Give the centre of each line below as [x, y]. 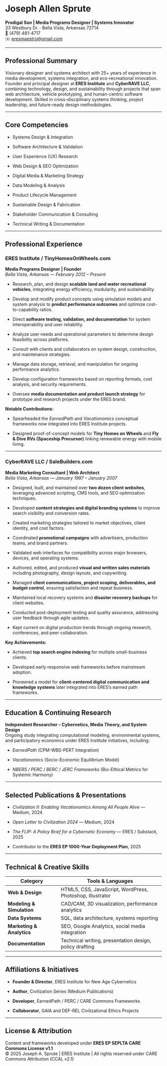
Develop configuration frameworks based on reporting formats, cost [82, 379]
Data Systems [25, 918]
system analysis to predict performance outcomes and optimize [79, 304]
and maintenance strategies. [42, 355]
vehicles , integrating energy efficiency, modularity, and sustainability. [84, 289]
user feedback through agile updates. [51, 618]
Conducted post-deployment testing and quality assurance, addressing [85, 612]
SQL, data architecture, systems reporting [109, 918]
